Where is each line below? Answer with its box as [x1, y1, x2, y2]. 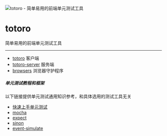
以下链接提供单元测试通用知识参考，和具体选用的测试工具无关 [5, 93, 132, 99]
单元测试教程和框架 [5, 80, 45, 86]
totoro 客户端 [12, 55, 39, 61]
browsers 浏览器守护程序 [12, 68, 64, 73]
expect [12, 115, 27, 121]
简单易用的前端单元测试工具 [5, 40, 62, 46]
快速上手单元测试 [12, 104, 48, 110]
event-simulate [12, 125, 43, 131]
